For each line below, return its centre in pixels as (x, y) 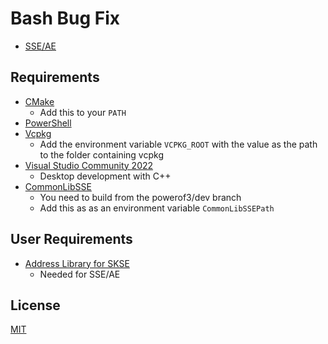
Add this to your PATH (83, 112)
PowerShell (48, 123)
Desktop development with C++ (105, 176)
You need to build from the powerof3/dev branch (140, 197)
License (35, 305)
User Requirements (71, 239)
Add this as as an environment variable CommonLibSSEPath (157, 208)
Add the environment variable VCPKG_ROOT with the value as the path (178, 144)
